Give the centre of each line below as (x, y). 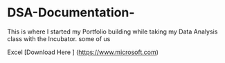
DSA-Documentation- (71, 13)
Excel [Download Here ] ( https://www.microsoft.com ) (83, 52)
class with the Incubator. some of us (59, 38)
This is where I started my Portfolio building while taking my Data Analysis (112, 32)
